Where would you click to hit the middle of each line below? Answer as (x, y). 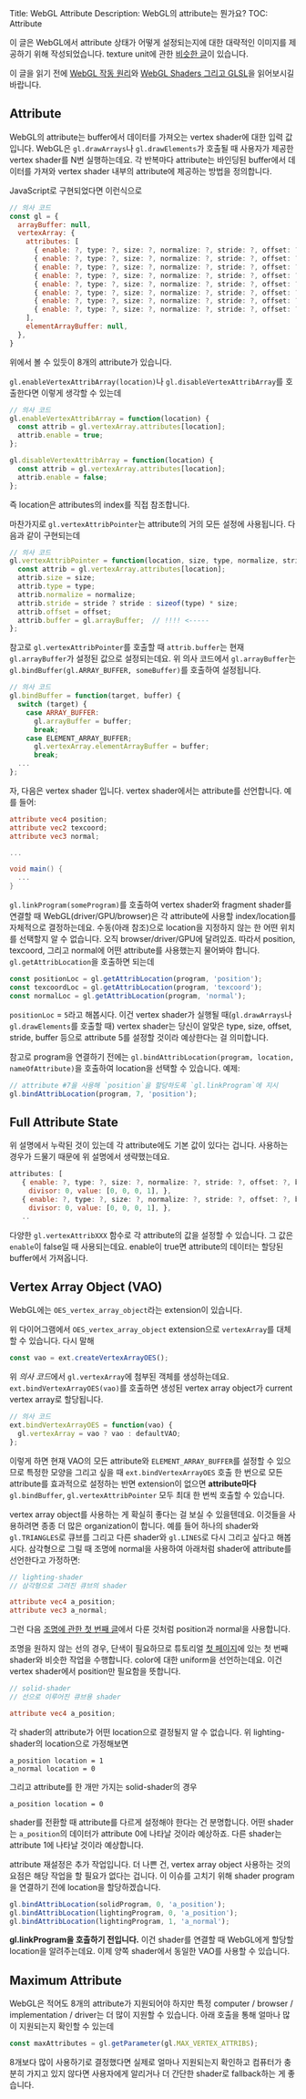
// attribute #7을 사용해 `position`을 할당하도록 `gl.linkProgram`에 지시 (144, 1085)
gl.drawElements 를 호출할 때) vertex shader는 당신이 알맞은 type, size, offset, (151, 1026)
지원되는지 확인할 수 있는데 (66, 2026)
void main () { (36, 869)
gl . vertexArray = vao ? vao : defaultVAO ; (99, 1433)
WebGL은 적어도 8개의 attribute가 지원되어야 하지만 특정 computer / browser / (151, 2003)
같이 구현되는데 (53, 535)
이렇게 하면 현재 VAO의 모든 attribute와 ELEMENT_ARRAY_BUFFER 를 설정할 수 (142, 1461)
